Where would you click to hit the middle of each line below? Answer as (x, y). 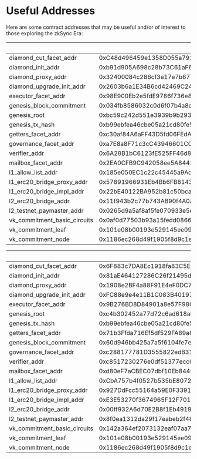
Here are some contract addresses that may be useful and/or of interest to (96, 27)
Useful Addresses (51, 11)
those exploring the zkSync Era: (45, 33)
